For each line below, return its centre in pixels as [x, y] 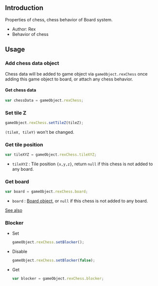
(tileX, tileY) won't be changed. [40, 132]
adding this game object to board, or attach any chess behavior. [69, 79]
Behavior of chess [30, 34]
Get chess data [21, 90]
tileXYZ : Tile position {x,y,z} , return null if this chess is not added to [82, 164]
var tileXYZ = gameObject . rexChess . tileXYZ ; [51, 155]
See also [14, 210]
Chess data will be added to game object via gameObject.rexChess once [76, 74]
